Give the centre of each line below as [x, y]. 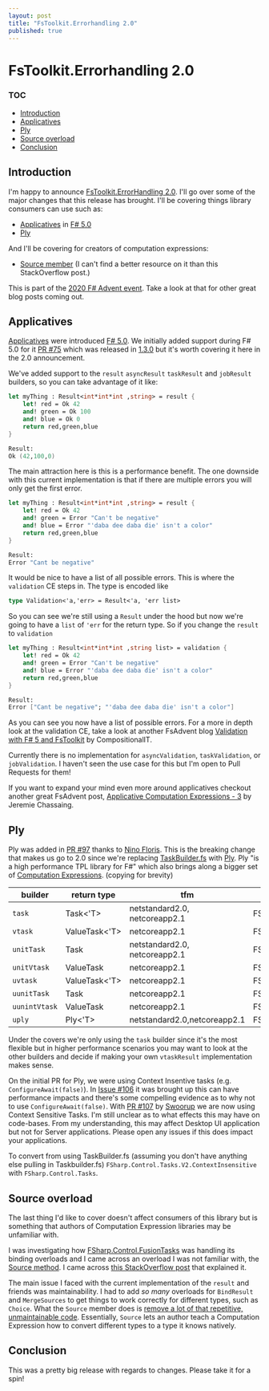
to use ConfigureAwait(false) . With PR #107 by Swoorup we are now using [132, 1106]
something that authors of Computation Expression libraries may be [120, 1226]
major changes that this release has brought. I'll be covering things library [130, 200]
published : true [35, 31]
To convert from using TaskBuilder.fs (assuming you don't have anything [128, 1156]
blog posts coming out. [46, 296]
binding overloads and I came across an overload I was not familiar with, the [134, 1259]
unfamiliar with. [34, 1234]
